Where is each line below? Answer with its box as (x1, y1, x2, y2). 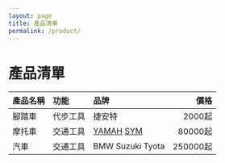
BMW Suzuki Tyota (93, 140, 165, 152)
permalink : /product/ (8, 27, 81, 35)
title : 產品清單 (8, 19, 58, 27)
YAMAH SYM (93, 126, 144, 137)
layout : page (8, 11, 52, 20)
